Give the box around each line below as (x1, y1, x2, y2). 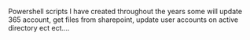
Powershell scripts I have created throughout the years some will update (8, 7, 242, 16)
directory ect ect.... (8, 24, 70, 32)
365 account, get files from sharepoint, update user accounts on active (8, 15, 238, 24)
